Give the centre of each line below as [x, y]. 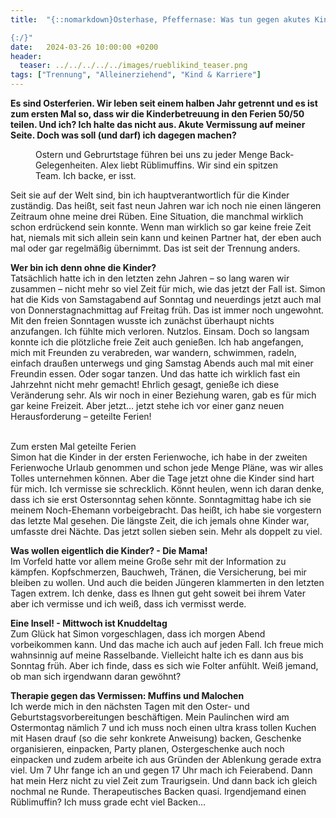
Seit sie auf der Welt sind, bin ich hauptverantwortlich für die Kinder [150, 195]
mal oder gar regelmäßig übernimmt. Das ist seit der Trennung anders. [155, 248]
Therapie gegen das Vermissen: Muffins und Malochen [127, 695]
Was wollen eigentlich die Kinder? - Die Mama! [109, 550]
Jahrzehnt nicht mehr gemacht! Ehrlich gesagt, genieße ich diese [145, 384]
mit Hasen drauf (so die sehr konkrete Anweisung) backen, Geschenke [156, 738]
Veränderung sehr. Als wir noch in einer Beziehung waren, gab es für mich [163, 395]
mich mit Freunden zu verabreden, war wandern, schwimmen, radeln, [153, 352]
